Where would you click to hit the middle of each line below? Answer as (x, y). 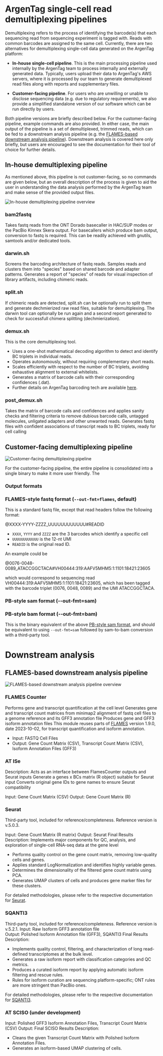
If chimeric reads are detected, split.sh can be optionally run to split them (78, 303)
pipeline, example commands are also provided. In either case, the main (77, 124)
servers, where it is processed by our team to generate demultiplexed (82, 79)
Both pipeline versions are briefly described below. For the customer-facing (81, 118)
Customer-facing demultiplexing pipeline (69, 447)
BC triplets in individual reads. (42, 356)
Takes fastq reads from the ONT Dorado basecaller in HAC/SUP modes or (79, 225)
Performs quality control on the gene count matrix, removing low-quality (84, 855)
